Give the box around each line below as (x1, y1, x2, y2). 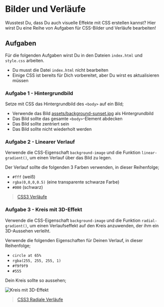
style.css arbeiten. (5, 58, 44, 63)
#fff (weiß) (12, 174, 35, 180)
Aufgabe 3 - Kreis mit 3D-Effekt (5, 206, 82, 213)
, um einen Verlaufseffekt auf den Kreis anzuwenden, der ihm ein (27, 222, 159, 228)
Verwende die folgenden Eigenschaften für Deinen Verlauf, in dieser (5, 237, 143, 243)
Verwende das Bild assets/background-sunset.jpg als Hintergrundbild (12, 111, 154, 117)
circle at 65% (12, 253, 41, 258)
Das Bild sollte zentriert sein (12, 121, 69, 127)
